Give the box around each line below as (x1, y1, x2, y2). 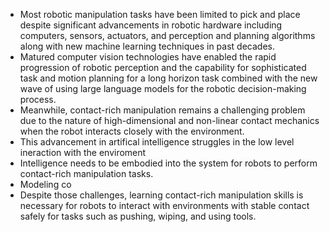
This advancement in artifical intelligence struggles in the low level (19, 136, 295, 148)
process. (19, 94, 57, 105)
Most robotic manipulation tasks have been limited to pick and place (19, 9, 301, 20)
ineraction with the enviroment (19, 147, 147, 158)
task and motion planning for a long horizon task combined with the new (19, 72, 318, 84)
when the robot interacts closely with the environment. (19, 125, 245, 137)
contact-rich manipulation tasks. (19, 168, 154, 179)
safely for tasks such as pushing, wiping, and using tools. (19, 210, 257, 222)
